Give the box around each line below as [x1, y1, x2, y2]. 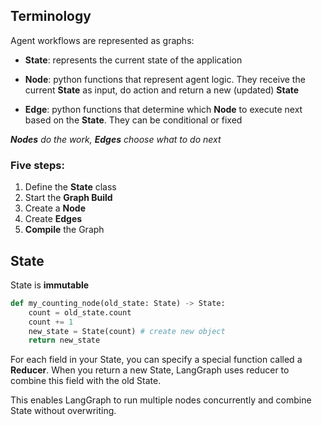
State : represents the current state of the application [24, 54, 243, 66]
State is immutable [10, 279, 90, 291]
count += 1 [28, 317, 74, 327]
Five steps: [10, 158, 65, 172]
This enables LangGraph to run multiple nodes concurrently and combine [10, 394, 312, 406]
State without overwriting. [10, 405, 117, 417]
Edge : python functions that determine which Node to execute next [24, 103, 303, 115]
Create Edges [24, 213, 83, 225]
